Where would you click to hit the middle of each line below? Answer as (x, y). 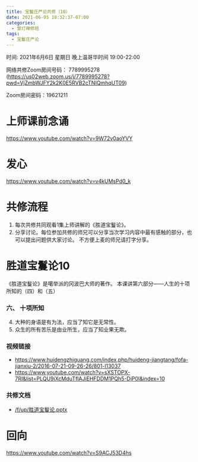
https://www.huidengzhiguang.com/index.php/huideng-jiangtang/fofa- (101, 360)
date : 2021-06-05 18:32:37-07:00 (48, 17)
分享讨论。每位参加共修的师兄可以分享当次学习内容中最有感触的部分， (101, 232)
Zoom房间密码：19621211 (37, 95)
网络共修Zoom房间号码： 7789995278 (53, 70)
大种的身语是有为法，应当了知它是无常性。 (67, 322)
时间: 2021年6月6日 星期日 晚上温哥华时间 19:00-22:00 (73, 57)
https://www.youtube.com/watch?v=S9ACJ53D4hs (69, 452)
